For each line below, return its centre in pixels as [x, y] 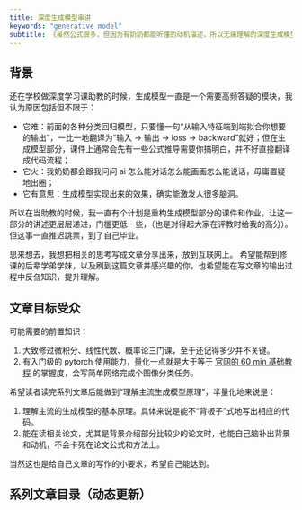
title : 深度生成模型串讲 [50, 18]
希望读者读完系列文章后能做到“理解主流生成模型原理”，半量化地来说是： [143, 392]
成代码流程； [46, 160]
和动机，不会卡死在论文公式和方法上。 [93, 444]
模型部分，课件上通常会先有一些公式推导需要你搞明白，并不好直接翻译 [160, 149]
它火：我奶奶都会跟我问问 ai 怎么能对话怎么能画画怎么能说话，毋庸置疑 [154, 171]
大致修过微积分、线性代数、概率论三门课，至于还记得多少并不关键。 [148, 350]
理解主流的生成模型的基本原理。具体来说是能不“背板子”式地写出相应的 [152, 411]
